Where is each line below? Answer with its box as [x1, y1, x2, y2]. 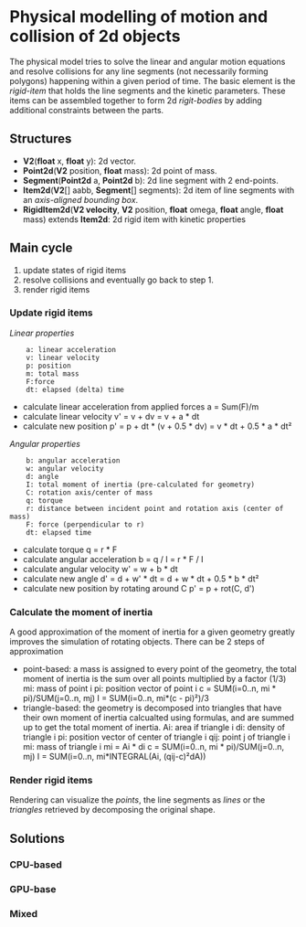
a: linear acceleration [26, 345, 117, 354]
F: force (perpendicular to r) [26, 519, 145, 529]
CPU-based [9, 858, 62, 870]
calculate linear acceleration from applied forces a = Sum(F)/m [22, 400, 259, 412]
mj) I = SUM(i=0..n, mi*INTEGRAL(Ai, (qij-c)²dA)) [22, 751, 206, 762]
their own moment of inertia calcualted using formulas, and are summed [22, 712, 295, 723]
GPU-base [9, 882, 57, 895]
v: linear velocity [26, 353, 100, 362]
